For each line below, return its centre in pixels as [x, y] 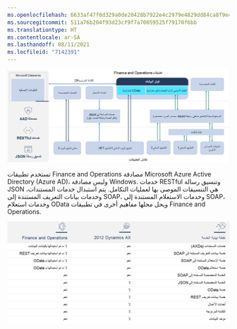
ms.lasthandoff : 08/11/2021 [49, 45]
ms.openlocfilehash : [38, 15]
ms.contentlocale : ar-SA [44, 37]
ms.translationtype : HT [42, 30]
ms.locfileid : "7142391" [44, 52]
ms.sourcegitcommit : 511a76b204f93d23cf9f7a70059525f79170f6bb [102, 22]
